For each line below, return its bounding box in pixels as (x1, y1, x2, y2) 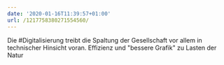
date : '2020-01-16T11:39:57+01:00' (7, 10, 111, 17)
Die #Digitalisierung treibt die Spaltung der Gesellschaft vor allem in (7, 36, 203, 44)
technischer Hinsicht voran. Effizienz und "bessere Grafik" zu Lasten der (7, 43, 217, 52)
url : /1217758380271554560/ (7, 17, 90, 24)
